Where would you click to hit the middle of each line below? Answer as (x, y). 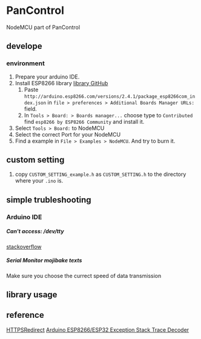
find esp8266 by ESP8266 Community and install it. (84, 121)
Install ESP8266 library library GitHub (61, 83)
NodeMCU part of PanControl (43, 27)
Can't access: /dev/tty (35, 231)
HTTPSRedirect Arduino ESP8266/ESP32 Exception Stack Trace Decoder (98, 329)
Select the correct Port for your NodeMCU (68, 134)
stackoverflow (24, 247)
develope (24, 46)
